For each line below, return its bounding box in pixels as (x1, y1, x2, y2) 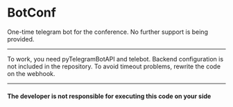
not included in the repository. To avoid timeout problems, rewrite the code (7, 62, 221, 70)
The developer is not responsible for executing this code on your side (7, 92, 212, 100)
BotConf (7, 5, 57, 21)
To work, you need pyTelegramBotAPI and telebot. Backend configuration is (7, 55, 224, 63)
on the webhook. (7, 69, 55, 77)
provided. (7, 35, 35, 43)
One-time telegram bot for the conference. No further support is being (7, 28, 208, 36)
